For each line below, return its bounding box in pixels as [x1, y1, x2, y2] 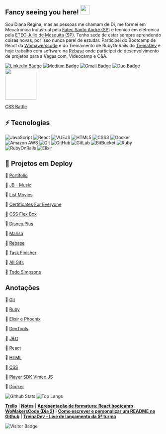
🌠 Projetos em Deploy [5, 159, 73, 168]
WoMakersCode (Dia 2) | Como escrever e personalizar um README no [5, 408, 156, 414]
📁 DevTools [5, 326, 29, 332]
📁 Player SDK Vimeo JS [5, 374, 53, 380]
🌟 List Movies [5, 192, 33, 198]
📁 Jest [5, 335, 18, 341]
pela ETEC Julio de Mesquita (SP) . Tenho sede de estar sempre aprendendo [5, 32, 162, 38]
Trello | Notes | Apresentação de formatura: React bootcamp [5, 403, 133, 409]
